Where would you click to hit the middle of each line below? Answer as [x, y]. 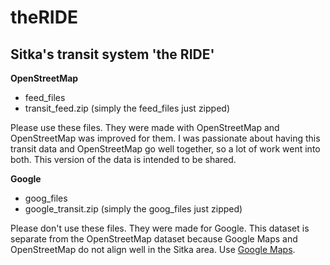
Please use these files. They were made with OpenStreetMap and [145, 127]
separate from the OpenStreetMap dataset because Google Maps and [154, 239]
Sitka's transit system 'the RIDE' [112, 54]
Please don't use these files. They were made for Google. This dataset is [160, 228]
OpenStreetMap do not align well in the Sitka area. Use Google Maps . [153, 249]
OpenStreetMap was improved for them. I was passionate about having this [165, 138]
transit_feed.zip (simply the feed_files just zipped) [127, 108]
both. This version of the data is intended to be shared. [123, 159]
